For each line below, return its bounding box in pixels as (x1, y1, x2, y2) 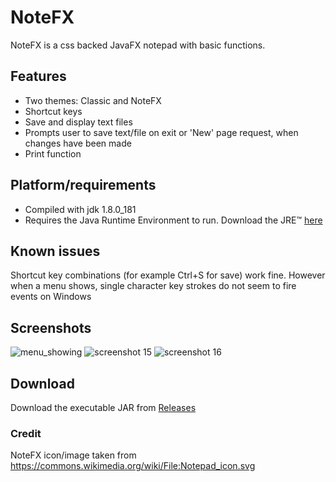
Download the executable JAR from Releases (10, 402, 197, 413)
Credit (10, 426, 42, 440)
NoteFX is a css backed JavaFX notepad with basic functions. (10, 39, 266, 51)
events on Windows (10, 291, 92, 303)
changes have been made (24, 137, 132, 149)
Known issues (10, 242, 101, 260)
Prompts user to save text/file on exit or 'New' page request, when (24, 126, 299, 138)
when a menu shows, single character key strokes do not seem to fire (10, 280, 297, 292)
